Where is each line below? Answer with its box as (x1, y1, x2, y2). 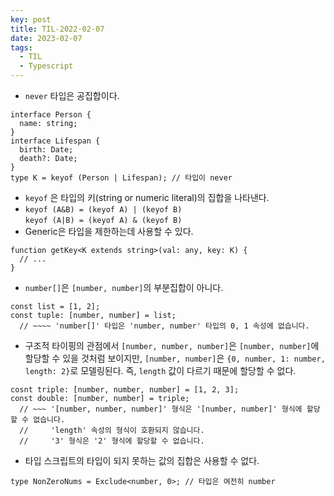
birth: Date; (19, 145, 74, 155)
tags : (10, 42, 33, 53)
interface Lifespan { (10, 136, 101, 146)
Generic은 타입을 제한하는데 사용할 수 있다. (24, 226, 194, 237)
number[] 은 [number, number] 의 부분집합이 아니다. (24, 282, 224, 293)
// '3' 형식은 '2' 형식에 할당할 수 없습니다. (19, 436, 205, 446)
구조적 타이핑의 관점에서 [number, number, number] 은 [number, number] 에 (24, 340, 320, 351)
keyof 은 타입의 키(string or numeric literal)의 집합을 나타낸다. (24, 192, 270, 203)
